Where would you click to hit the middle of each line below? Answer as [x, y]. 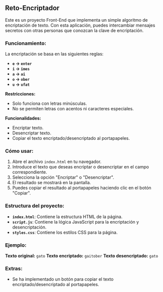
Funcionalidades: [23, 118]
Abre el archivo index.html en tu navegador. [57, 162]
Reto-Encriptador [32, 8]
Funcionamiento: [26, 43]
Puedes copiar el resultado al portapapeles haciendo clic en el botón [81, 188]
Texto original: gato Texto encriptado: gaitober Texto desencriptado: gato [82, 256]
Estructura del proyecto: [35, 206]
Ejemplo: [16, 245]
